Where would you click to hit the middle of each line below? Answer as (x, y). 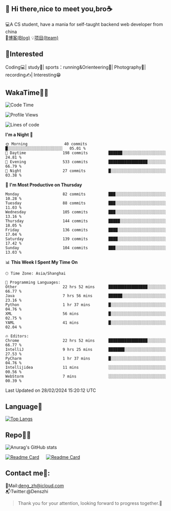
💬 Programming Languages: (33, 283)
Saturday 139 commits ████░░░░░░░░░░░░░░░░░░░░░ (86, 239)
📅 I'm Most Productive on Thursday (44, 185)
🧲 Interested (24, 54)
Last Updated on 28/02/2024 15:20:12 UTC (51, 390)
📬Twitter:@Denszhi (27, 491)
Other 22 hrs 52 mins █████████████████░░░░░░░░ (86, 287)
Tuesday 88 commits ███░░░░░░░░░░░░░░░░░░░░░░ (86, 203)
